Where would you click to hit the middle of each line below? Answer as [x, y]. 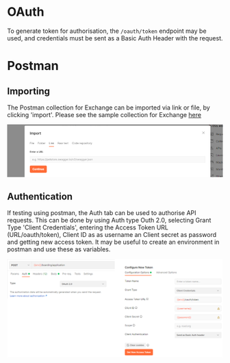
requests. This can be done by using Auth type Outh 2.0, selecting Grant [109, 221]
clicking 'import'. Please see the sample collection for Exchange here [104, 114]
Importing [28, 91]
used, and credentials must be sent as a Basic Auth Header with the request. [115, 38]
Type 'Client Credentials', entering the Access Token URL [88, 227]
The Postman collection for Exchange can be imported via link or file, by [108, 108]
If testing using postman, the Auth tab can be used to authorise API [102, 213]
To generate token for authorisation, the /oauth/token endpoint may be [107, 31]
